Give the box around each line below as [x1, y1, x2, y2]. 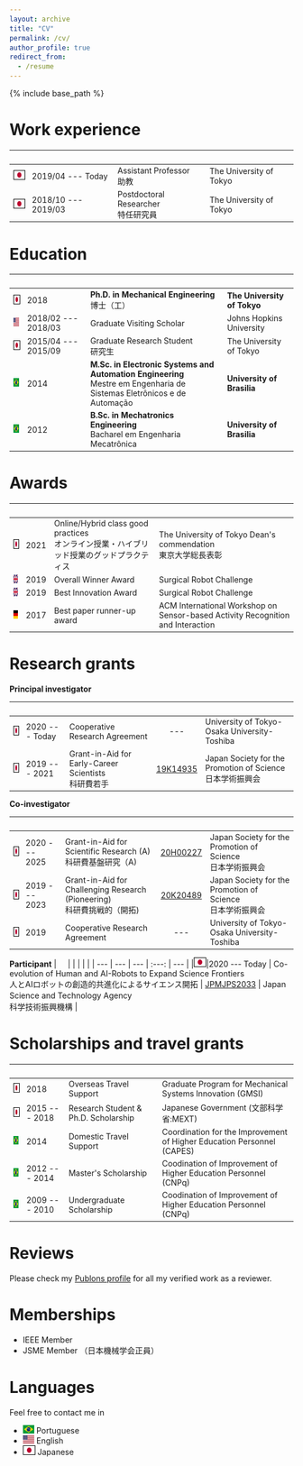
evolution [9, 967, 44, 978]
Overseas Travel [68, 1078, 129, 1090]
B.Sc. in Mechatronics [89, 410, 174, 421]
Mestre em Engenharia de [89, 378, 187, 389]
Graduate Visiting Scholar [89, 317, 185, 328]
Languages [9, 1378, 95, 1397]
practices [53, 527, 89, 538]
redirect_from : [9, 52, 67, 62]
